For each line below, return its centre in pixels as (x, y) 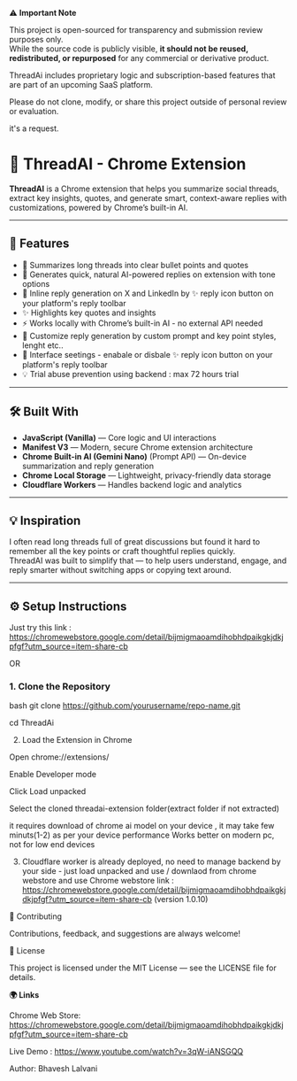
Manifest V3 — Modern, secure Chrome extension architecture (137, 447)
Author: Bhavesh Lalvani (53, 1069)
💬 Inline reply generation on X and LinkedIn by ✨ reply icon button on (148, 293)
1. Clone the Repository (60, 687)
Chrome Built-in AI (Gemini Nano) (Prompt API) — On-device (134, 456)
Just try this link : (41, 628)
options (36, 283)
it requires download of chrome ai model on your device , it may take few (142, 826)
